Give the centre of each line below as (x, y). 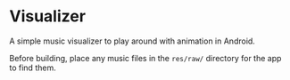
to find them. (33, 68)
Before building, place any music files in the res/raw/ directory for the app (145, 58)
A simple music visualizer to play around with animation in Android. (133, 41)
